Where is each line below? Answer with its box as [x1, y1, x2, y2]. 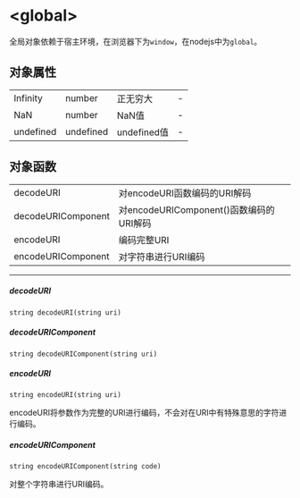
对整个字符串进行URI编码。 [9, 479, 109, 490]
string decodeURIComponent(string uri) [9, 350, 158, 359]
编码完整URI [118, 233, 170, 246]
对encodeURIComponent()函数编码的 [118, 203, 275, 215]
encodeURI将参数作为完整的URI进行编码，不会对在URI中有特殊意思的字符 [9, 408, 279, 418]
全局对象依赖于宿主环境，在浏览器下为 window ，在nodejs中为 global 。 [9, 36, 262, 46]
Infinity [13, 91, 43, 104]
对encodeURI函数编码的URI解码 [118, 187, 252, 199]
